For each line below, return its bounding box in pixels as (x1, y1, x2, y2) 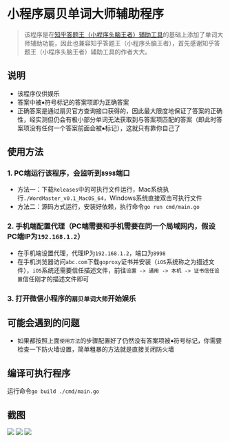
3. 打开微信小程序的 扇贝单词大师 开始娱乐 (7, 294, 136, 303)
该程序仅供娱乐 (17, 89, 60, 97)
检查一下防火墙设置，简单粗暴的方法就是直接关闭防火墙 (17, 345, 174, 354)
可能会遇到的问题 (7, 317, 80, 329)
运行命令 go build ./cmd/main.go (7, 387, 100, 395)
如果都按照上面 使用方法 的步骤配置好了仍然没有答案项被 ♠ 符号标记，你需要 (17, 336, 222, 345)
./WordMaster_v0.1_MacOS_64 (23, 195, 104, 202)
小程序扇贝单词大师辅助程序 (7, 6, 165, 22)
